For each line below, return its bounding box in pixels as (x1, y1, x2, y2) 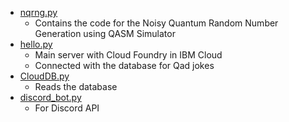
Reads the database (34, 81, 118, 92)
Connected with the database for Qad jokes (34, 60, 215, 71)
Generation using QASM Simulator (34, 28, 176, 39)
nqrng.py (19, 7, 58, 18)
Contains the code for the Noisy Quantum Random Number (34, 17, 279, 29)
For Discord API (34, 102, 100, 114)
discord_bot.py (19, 92, 82, 103)
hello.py (19, 38, 53, 50)
